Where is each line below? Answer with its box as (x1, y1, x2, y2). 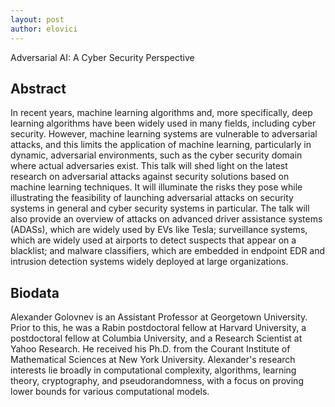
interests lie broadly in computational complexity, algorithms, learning (10, 364, 297, 376)
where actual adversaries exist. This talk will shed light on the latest (10, 160, 288, 172)
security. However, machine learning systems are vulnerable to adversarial (10, 128, 318, 140)
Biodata (10, 284, 60, 301)
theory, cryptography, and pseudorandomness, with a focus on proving (10, 375, 304, 387)
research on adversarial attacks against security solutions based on (10, 171, 290, 183)
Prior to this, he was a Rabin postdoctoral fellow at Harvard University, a (10, 322, 307, 334)
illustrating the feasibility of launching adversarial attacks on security (10, 192, 294, 204)
